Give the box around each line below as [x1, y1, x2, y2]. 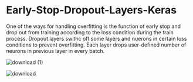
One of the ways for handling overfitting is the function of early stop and [6, 23, 181, 30]
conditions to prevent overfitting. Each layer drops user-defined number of [6, 41, 187, 48]
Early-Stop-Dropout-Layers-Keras [6, 3, 177, 17]
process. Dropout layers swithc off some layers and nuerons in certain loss [6, 35, 187, 42]
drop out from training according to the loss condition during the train [6, 28, 174, 35]
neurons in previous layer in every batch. [6, 47, 104, 54]
